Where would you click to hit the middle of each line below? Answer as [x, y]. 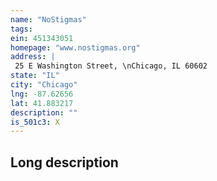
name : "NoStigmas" [48, 19]
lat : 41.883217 [42, 103]
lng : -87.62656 [42, 94]
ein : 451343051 [42, 38]
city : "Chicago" [44, 85]
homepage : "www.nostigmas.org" [75, 47]
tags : [21, 29]
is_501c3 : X [35, 122]
